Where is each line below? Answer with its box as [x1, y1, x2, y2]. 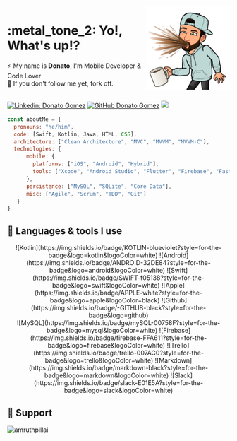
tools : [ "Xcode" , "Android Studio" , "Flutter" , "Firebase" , [32, 168, 213, 175]
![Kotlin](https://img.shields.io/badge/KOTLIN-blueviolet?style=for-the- [15, 244, 222, 252]
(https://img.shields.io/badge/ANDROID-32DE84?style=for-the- [25, 259, 212, 267]
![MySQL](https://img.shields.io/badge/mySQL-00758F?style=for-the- [16, 319, 221, 327]
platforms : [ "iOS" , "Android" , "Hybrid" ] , [32, 160, 159, 167]
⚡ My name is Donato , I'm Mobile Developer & [7, 61, 142, 70]
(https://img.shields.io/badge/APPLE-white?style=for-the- [34, 288, 203, 298]
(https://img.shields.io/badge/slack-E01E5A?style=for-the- [34, 379, 203, 387]
